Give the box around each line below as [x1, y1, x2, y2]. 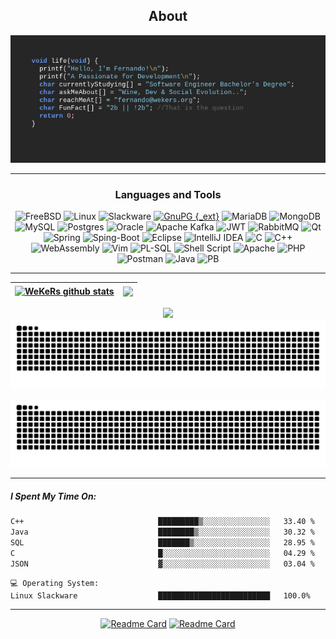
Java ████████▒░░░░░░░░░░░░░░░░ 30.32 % [10, 527, 315, 538]
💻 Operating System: [10, 578, 100, 588]
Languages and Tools [114, 187, 222, 201]
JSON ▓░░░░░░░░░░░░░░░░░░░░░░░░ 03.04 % [10, 559, 315, 569]
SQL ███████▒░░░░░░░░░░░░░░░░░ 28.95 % [10, 538, 315, 548]
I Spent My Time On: [10, 490, 97, 502]
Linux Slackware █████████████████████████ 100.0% [10, 590, 311, 601]
